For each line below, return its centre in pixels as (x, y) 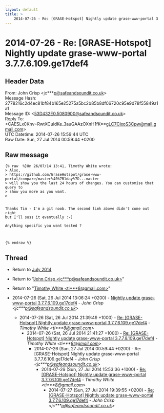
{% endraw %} (18, 243)
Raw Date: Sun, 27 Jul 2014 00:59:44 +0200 (50, 140)
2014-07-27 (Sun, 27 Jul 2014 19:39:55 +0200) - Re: (101, 390)
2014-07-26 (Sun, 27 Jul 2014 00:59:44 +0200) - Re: (88, 348)
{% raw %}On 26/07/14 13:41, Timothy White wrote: (59, 166)
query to (14, 188)
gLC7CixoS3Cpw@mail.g (131, 124)
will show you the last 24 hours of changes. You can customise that (82, 183)
